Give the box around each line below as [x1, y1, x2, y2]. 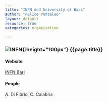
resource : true [5, 21, 37, 26]
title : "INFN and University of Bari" [5, 7, 85, 12]
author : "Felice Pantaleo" [5, 12, 61, 17]
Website [5, 58, 23, 64]
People [5, 80, 20, 86]
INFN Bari [5, 69, 25, 75]
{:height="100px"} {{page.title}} [22, 46, 103, 53]
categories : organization [5, 26, 58, 31]
